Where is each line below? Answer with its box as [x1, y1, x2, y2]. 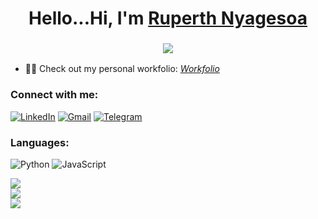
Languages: [10, 135, 70, 149]
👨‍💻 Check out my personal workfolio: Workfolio [24, 63, 220, 75]
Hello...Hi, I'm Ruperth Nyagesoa [28, 7, 308, 30]
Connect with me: [10, 88, 99, 102]
